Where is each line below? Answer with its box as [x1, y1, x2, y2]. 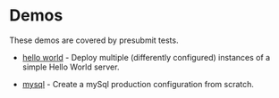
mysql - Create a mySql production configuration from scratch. [21, 78, 255, 89]
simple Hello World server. [21, 61, 120, 72]
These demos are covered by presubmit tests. [9, 35, 179, 45]
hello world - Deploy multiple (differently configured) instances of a [21, 52, 271, 62]
